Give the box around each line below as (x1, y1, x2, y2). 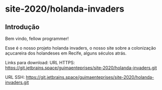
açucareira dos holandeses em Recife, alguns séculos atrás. (5, 50, 127, 56)
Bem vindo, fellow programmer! (5, 36, 69, 41)
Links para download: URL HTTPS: (5, 60, 75, 65)
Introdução (5, 23, 40, 31)
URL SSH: (5, 74, 25, 80)
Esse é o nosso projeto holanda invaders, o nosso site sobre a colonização (5, 45, 156, 51)
